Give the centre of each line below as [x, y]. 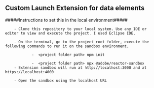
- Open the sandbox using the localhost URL [60, 81]
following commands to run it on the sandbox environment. [67, 46]
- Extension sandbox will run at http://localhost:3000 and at [80, 68]
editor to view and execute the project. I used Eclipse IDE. [70, 33]
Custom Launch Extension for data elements [75, 8]
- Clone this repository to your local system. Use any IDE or [80, 29]
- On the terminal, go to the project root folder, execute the [81, 42]
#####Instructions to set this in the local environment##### [66, 20]
